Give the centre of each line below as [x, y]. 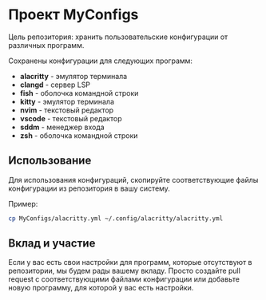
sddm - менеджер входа [62, 127]
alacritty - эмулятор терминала [73, 76]
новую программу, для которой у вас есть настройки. [101, 288]
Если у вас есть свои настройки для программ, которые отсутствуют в [130, 262]
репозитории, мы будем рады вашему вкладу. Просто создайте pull [125, 271]
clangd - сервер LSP [55, 85]
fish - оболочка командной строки [79, 93]
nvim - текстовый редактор [67, 110]
